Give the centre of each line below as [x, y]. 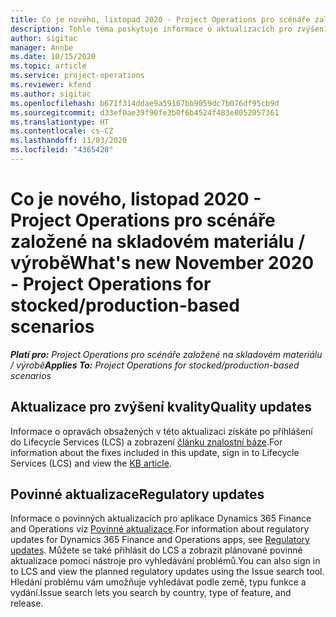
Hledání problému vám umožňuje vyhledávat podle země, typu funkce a [158, 582]
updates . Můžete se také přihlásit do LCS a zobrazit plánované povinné [156, 550]
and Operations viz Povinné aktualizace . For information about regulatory [160, 529]
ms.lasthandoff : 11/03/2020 [69, 141]
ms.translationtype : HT [60, 122]
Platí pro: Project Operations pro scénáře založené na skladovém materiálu [166, 354]
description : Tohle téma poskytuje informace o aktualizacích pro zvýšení [169, 29]
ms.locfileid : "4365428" [62, 150]
